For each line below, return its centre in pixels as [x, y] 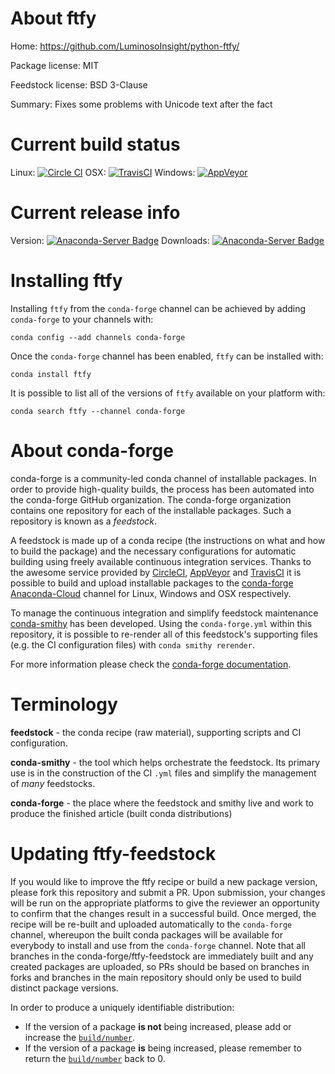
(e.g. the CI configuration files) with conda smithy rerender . [132, 644]
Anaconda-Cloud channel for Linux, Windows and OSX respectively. [151, 593]
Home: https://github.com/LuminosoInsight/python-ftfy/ [125, 46]
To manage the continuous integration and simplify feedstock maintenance [164, 613]
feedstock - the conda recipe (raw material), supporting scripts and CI [156, 732]
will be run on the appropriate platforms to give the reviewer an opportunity [165, 903]
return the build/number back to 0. [95, 1058]
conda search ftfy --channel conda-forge [98, 411]
